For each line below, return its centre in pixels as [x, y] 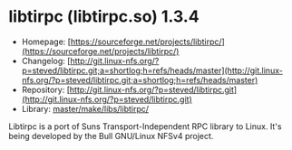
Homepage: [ [46, 42]
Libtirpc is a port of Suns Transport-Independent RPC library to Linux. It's [145, 126]
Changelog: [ [46, 61]
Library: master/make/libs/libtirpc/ [85, 108]
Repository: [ [45, 89]
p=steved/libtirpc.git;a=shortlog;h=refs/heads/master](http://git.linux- [152, 70]
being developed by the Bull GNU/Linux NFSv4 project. [111, 136]
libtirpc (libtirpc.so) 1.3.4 [104, 17]
